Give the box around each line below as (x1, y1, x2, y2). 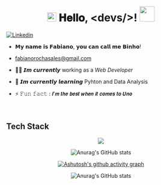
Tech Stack (6, 121, 49, 132)
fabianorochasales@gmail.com (14, 54, 92, 61)
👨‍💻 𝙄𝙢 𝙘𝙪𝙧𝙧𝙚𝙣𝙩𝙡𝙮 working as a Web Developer (14, 66, 133, 74)
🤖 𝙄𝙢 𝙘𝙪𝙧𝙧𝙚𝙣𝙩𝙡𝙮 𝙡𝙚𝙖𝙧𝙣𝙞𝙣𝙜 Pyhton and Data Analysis (14, 78, 148, 85)
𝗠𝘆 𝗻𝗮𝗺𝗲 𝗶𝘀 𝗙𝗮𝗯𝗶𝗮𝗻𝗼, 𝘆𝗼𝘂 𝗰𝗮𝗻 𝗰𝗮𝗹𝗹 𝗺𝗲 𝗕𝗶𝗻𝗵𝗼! (14, 43, 141, 50)
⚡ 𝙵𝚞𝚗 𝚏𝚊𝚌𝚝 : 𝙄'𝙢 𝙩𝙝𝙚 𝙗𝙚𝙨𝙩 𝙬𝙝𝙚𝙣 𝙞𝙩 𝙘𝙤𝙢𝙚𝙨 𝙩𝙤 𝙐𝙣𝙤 (14, 90, 133, 97)
